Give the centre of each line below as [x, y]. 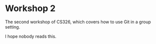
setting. [13, 27]
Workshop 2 [30, 8]
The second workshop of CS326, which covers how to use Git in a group [78, 22]
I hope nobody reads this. [31, 36]
